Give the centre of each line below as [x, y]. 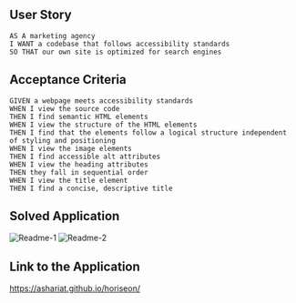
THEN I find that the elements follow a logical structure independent [148, 132]
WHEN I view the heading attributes [79, 164]
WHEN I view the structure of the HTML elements [103, 125]
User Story [41, 15]
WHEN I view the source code [65, 108]
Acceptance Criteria [68, 80]
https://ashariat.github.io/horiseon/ [75, 288]
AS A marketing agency [52, 35]
